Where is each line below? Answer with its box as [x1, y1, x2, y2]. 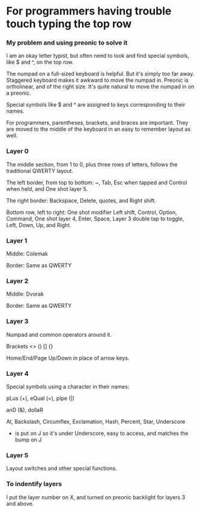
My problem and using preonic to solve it [6, 39, 128, 47]
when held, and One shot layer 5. [6, 185, 88, 192]
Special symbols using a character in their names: [6, 382, 130, 390]
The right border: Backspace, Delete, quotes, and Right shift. [6, 197, 156, 204]
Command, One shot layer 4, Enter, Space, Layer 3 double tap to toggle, [6, 215, 184, 222]
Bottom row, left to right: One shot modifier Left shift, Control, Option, [6, 208, 177, 216]
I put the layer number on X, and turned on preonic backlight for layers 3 [6, 493, 186, 501]
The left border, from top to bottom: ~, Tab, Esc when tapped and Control [6, 179, 187, 186]
